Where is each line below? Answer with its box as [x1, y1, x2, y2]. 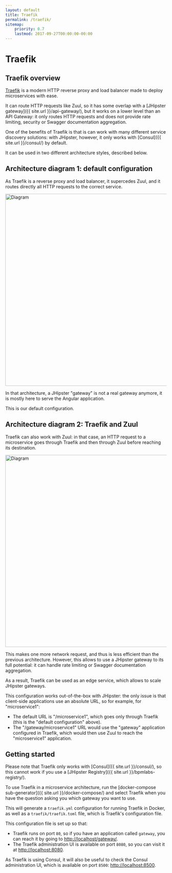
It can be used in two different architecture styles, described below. [5, 150, 148, 156]
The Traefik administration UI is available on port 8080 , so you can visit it [12, 841, 165, 847]
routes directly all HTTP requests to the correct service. [5, 183, 123, 189]
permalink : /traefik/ [5, 17, 52, 22]
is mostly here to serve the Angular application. [5, 395, 105, 401]
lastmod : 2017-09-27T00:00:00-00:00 [14, 31, 93, 36]
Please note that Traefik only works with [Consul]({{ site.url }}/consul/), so [5, 763, 162, 770]
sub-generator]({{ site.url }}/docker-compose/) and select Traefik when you [5, 790, 165, 796]
